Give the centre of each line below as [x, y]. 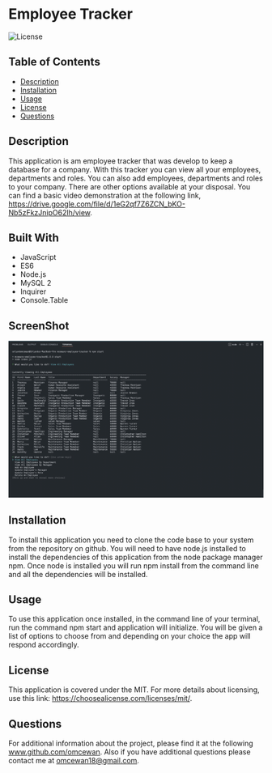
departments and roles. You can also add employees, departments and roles [136, 178]
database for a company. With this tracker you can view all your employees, [135, 169]
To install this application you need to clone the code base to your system [131, 540]
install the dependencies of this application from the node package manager [136, 557]
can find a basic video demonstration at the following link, [105, 195]
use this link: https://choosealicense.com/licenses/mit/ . [100, 699]
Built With [34, 238]
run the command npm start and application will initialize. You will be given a [136, 627]
